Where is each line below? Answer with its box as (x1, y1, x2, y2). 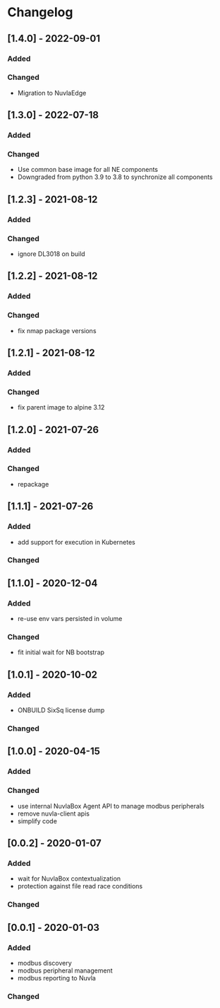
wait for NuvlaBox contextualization (17, 874, 121, 883)
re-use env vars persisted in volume (17, 615, 123, 623)
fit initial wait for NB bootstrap (17, 648, 104, 656)
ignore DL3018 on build (17, 250, 86, 258)
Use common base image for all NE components (17, 166, 159, 174)
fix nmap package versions (17, 326, 97, 335)
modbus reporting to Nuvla (17, 973, 97, 982)
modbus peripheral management (17, 966, 113, 975)
